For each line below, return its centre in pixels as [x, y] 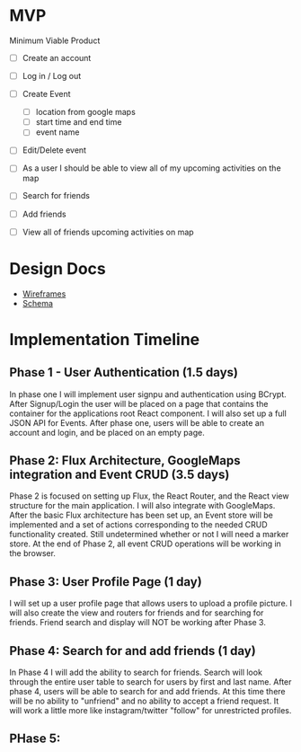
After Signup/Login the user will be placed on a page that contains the [139, 403]
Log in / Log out [52, 76]
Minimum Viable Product [55, 40]
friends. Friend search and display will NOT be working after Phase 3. [138, 623]
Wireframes [44, 294]
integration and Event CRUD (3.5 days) [120, 474]
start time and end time [79, 122]
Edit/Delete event [54, 150]
